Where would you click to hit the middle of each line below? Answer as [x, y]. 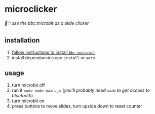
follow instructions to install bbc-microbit [54, 52]
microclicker [31, 9]
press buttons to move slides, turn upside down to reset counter [77, 106]
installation [22, 40]
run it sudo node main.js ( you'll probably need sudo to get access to [81, 90]
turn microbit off [28, 85]
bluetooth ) [22, 95]
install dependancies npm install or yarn [53, 57]
